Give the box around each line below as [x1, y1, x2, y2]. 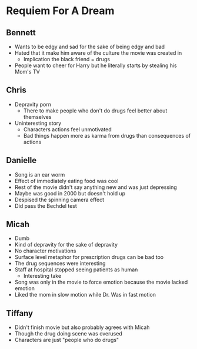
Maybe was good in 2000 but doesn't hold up [14, 190, 126, 197]
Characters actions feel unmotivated [23, 125, 112, 133]
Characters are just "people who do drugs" [14, 337, 119, 344]
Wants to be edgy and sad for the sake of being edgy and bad [14, 43, 165, 50]
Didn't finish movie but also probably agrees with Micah [14, 324, 150, 331]
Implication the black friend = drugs [23, 56, 111, 62]
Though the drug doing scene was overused [14, 330, 122, 337]
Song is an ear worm [14, 171, 65, 178]
